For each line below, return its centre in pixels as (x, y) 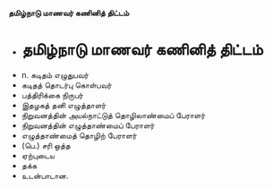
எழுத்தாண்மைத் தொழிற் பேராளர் (79, 135)
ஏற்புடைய (38, 155)
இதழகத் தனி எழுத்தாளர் (64, 105)
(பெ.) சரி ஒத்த (46, 145)
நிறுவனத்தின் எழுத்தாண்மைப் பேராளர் (88, 125)
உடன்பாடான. (45, 175)
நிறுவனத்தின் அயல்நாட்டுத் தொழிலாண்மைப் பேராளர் (113, 115)
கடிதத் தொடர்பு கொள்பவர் (67, 85)
